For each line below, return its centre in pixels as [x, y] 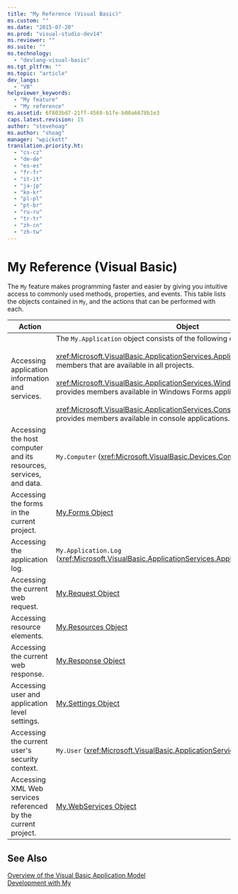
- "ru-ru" [28, 212]
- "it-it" [28, 179]
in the [20, 513]
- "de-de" [28, 159]
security [24, 759]
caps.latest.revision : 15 [45, 119]
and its [22, 457]
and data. [27, 484]
